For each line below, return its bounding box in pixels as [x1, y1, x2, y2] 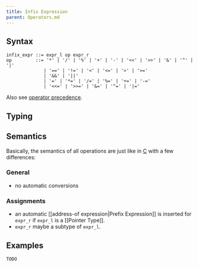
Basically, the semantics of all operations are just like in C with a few [6, 147, 174, 154]
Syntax [6, 36, 33, 46]
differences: [6, 153, 36, 161]
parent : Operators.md [6, 14, 60, 20]
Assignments [6, 197, 46, 205]
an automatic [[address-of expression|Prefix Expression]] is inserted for [14, 210, 192, 218]
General [6, 168, 30, 176]
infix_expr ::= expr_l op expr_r [6, 52, 89, 58]
